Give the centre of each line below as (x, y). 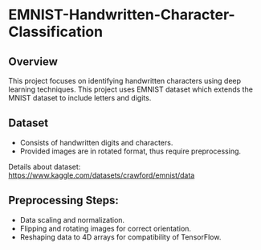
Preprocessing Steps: (63, 201)
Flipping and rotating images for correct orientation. (105, 228)
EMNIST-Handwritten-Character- (122, 15)
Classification (55, 32)
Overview (33, 61)
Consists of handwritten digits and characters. (96, 142)
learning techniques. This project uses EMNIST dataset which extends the (130, 89)
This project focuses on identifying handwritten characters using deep (125, 81)
